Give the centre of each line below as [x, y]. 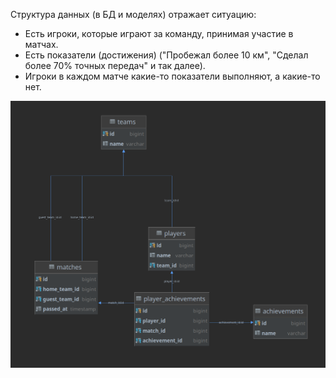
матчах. [41, 44]
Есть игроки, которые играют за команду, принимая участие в [159, 33]
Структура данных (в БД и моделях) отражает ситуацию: [133, 14]
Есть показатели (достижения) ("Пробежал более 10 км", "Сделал [166, 55]
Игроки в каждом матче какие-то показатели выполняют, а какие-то [172, 76]
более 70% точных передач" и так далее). [115, 65]
